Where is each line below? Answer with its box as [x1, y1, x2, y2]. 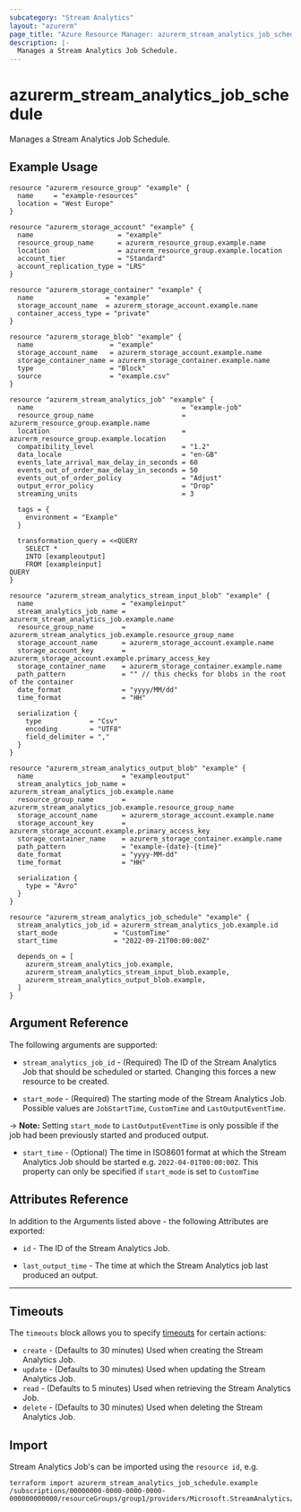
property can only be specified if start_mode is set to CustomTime [21, 1166, 260, 1177]
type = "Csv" [25, 716, 118, 726]
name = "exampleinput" [17, 599, 186, 608]
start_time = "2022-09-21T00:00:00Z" [17, 936, 211, 946]
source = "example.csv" [17, 371, 170, 381]
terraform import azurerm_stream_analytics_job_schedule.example [9, 1479, 258, 1488]
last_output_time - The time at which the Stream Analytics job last [21, 1260, 269, 1271]
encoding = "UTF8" [25, 724, 123, 733]
